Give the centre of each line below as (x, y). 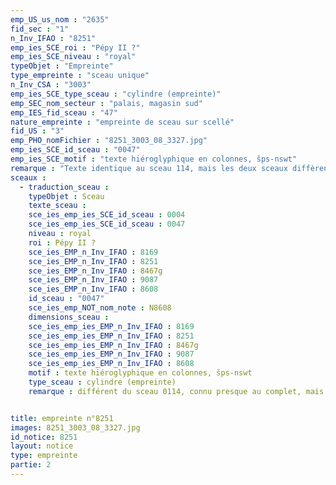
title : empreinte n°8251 (62, 418)
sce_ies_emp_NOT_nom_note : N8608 (100, 308)
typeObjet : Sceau (66, 196)
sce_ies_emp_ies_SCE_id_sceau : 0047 (107, 224)
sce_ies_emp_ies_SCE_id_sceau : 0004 (107, 215)
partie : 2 (31, 465)
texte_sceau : (57, 206)
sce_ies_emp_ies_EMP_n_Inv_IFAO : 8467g (113, 345)
